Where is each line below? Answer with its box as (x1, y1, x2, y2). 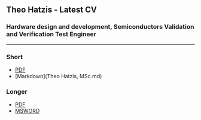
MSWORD (14, 107, 40, 115)
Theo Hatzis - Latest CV (6, 5, 97, 15)
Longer (6, 87, 28, 96)
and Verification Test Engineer (6, 30, 97, 38)
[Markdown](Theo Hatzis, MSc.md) (14, 72, 102, 79)
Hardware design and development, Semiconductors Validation (6, 23, 194, 31)
